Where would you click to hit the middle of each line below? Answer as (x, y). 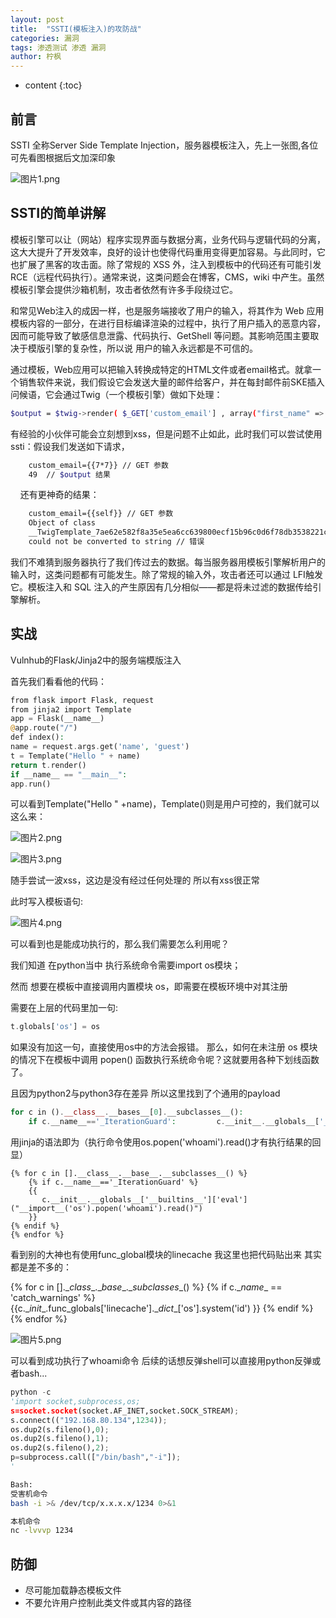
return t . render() (48, 765)
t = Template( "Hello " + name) (75, 756)
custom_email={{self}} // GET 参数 (101, 514)
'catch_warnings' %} (53, 1298)
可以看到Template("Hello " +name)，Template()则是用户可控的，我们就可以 (165, 804)
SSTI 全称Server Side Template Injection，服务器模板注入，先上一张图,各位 (164, 145)
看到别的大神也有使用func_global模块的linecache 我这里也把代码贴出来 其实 (166, 1255)
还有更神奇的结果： (59, 495)
